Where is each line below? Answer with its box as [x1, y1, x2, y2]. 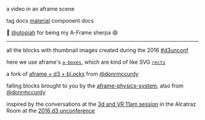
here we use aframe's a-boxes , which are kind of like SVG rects [6, 58, 166, 66]
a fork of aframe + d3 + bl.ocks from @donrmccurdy [6, 70, 139, 77]
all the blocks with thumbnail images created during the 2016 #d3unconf [6, 47, 189, 54]
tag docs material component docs [6, 17, 95, 24]
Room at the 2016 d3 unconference [6, 107, 95, 114]
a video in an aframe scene [6, 6, 75, 12]
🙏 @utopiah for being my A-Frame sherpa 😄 [6, 29, 118, 36]
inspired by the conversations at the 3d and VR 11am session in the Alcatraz [6, 100, 196, 108]
